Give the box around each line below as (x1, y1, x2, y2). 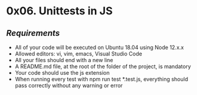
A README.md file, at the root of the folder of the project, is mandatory (14, 63, 191, 70)
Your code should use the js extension (14, 69, 110, 76)
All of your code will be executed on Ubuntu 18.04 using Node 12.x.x (14, 44, 184, 51)
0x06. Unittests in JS (6, 4, 113, 18)
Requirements (6, 28, 60, 38)
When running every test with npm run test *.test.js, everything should (14, 76, 188, 82)
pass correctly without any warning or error (14, 82, 123, 89)
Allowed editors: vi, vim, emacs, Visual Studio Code (14, 50, 142, 57)
